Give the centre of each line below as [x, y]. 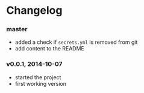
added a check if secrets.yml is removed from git [76, 42]
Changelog [34, 10]
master [17, 29]
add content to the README [49, 49]
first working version [40, 83]
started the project [38, 77]
